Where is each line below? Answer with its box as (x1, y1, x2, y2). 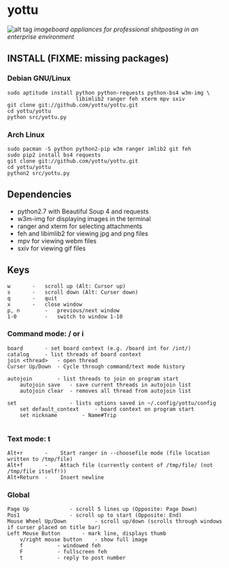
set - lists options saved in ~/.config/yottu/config (7, 399, 216, 407)
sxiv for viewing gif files (17, 244, 86, 252)
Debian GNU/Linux (7, 74, 71, 83)
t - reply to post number (19, 555, 127, 562)
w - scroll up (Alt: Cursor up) (7, 282, 127, 290)
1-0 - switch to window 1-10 (7, 313, 123, 320)
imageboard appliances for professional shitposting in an (33, 25, 199, 33)
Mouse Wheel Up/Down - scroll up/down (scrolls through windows (7, 518, 223, 525)
